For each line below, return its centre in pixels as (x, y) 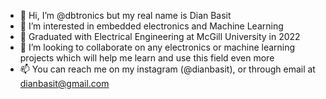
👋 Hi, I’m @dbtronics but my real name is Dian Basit (125, 15)
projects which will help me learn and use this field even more (147, 58)
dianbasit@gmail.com (64, 83)
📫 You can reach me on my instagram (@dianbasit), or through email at (167, 69)
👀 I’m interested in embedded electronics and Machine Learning (151, 26)
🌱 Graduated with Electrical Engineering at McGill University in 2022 (160, 36)
